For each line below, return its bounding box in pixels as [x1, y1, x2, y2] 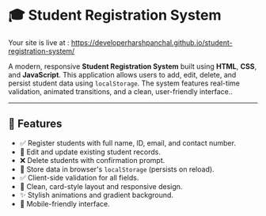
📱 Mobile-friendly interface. [19, 199, 110, 208]
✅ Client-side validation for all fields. [19, 172, 139, 182]
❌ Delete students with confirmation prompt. [19, 155, 165, 165]
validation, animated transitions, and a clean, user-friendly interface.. [8, 86, 234, 96]
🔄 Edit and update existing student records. [19, 147, 161, 157]
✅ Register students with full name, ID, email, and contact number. [19, 138, 236, 147]
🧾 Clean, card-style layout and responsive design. [19, 181, 183, 191]
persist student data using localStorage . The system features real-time [8, 78, 240, 88]
